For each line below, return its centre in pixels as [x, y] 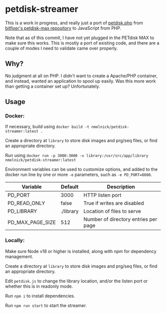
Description [121, 187]
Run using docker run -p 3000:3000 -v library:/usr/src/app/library [77, 156]
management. [19, 257]
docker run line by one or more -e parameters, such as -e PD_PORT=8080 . [79, 175]
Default [70, 187]
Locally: [15, 240]
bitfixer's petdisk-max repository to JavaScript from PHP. [63, 28]
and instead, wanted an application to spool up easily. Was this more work [81, 81]
